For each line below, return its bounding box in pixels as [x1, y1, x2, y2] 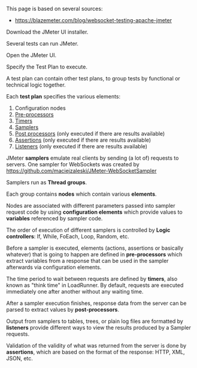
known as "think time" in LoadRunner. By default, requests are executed [6, 282, 184, 289]
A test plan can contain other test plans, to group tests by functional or [6, 75, 181, 82]
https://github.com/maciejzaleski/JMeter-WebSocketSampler [6, 167, 157, 174]
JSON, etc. [6, 355, 33, 362]
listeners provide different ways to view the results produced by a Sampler [6, 324, 192, 331]
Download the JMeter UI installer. [6, 28, 89, 35]
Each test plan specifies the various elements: [6, 93, 121, 100]
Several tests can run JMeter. [6, 40, 79, 47]
